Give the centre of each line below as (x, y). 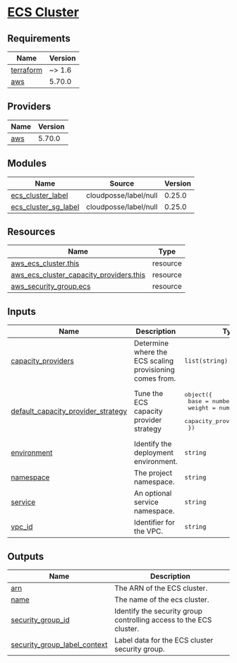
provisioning (154, 370)
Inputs (22, 311)
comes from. (155, 378)
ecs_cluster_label (39, 195)
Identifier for (154, 522)
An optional (153, 494)
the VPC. (148, 532)
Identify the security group (158, 611)
